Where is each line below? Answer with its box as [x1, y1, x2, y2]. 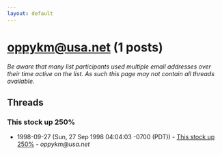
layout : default [7, 10, 53, 17]
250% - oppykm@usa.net [16, 140, 90, 148]
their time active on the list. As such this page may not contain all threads [7, 69, 215, 77]
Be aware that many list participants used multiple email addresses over [7, 62, 212, 71]
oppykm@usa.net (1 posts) [7, 39, 163, 55]
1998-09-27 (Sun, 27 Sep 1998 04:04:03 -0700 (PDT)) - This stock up [16, 133, 215, 141]
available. [7, 77, 36, 85]
